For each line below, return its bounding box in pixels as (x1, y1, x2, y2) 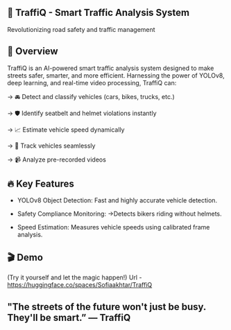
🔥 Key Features (7, 178, 75, 190)
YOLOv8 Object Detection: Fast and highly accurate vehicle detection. (17, 196, 217, 205)
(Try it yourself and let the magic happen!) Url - (7, 273, 142, 281)
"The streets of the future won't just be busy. (7, 301, 207, 313)
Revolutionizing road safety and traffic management (7, 25, 155, 33)
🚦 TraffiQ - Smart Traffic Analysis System (7, 7, 189, 19)
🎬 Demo (7, 251, 44, 263)
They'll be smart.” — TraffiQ (7, 311, 131, 323)
